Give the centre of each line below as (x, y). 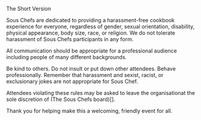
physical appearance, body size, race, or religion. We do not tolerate (91, 33)
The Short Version (28, 9)
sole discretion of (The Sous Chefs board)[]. (61, 99)
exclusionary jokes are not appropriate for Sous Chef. (72, 81)
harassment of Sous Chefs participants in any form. (70, 39)
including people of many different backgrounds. (67, 57)
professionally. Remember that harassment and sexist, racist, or (85, 75)
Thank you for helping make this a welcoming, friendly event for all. (89, 111)
